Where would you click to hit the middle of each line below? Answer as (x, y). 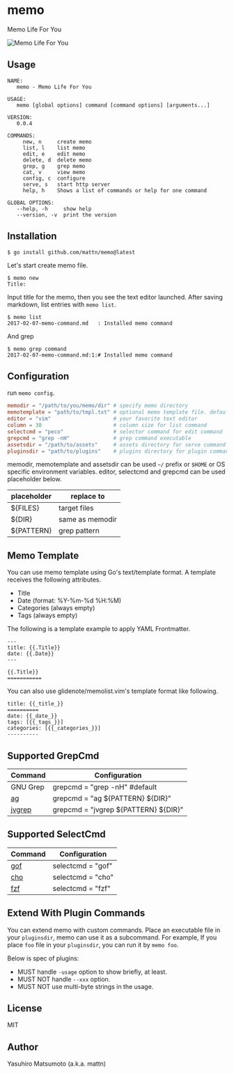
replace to (88, 497)
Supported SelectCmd (56, 834)
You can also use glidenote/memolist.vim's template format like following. (112, 691)
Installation (32, 236)
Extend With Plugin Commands (76, 913)
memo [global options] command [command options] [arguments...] (113, 105)
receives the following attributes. (54, 579)
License (25, 1009)
